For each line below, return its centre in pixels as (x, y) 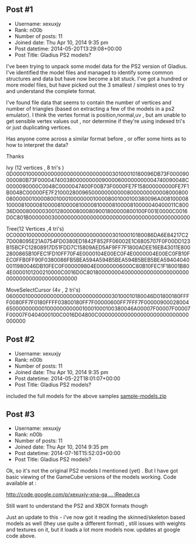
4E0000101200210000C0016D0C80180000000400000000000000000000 (97, 272)
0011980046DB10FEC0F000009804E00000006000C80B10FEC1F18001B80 (98, 266)
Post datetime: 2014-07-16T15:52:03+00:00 (68, 453)
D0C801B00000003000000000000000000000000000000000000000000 (98, 217)
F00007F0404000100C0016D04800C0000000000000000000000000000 (97, 314)
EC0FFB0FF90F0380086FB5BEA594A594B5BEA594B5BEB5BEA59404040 (98, 259)
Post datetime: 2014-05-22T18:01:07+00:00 (68, 378)
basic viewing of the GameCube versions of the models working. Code (91, 477)
